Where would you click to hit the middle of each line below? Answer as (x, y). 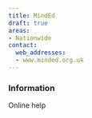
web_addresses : (41, 53)
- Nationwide (30, 38)
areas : (19, 30)
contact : (23, 45)
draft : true (28, 23)
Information (32, 88)
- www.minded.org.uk (50, 61)
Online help (27, 105)
